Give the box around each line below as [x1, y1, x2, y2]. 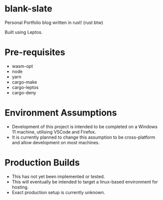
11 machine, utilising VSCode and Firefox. [11, 129, 96, 135]
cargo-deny [11, 89, 36, 95]
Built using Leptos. [4, 29, 43, 35]
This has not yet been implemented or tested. [11, 173, 105, 180]
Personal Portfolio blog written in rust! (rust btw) [4, 19, 103, 25]
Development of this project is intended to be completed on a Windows [11, 123, 158, 130]
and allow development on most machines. [11, 139, 100, 145]
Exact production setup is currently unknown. [11, 189, 105, 195]
